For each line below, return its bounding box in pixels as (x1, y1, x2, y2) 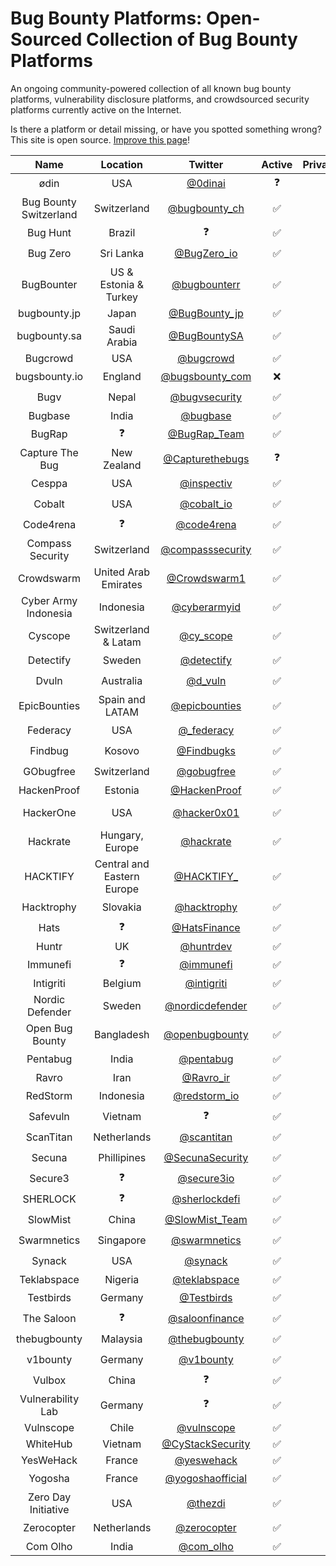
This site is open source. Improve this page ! (10, 133, 191, 146)
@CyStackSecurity (161, 1437, 251, 1451)
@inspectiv (179, 477, 233, 491)
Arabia (106, 335, 138, 349)
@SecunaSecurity (163, 1151, 249, 1165)
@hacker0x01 (172, 805, 240, 819)
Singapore (97, 1233, 147, 1247)
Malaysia (101, 1332, 143, 1346)
